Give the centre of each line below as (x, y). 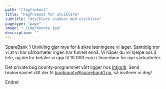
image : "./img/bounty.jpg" (33, 28)
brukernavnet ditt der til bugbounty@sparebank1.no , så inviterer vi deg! (78, 72)
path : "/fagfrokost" (27, 10)
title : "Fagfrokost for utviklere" (42, 14)
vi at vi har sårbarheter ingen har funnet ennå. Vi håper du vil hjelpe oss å (81, 52)
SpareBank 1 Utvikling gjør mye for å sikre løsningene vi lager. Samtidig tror (82, 47)
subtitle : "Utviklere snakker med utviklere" (53, 19)
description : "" (22, 33)
